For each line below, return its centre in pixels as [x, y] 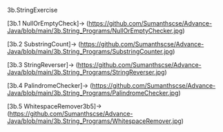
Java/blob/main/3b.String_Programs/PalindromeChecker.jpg [93, 93]
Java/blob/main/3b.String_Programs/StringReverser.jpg [86, 72]
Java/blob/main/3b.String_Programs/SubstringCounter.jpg [90, 51]
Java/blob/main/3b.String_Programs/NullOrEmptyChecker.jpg [95, 31]
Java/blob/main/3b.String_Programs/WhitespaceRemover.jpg [94, 121]
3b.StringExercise [32, 10]
